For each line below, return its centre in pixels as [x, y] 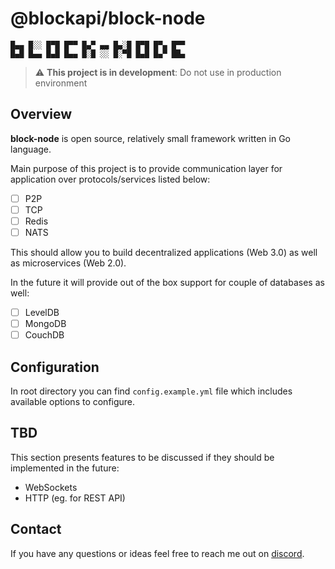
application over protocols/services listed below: [110, 179]
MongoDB [45, 324]
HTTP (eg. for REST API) [75, 498]
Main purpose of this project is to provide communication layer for [146, 168]
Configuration [55, 367]
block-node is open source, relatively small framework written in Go [150, 138]
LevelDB [42, 312]
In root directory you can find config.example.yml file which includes [151, 391]
